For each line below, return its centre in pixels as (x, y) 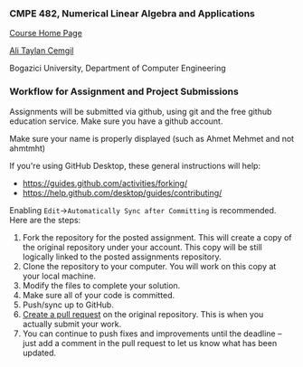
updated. (39, 353)
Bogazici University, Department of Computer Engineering (118, 68)
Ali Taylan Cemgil (42, 51)
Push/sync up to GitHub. (68, 305)
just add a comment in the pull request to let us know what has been (150, 343)
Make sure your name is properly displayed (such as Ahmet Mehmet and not (152, 138)
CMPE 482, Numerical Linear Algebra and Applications (133, 14)
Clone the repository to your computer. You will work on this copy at (149, 266)
